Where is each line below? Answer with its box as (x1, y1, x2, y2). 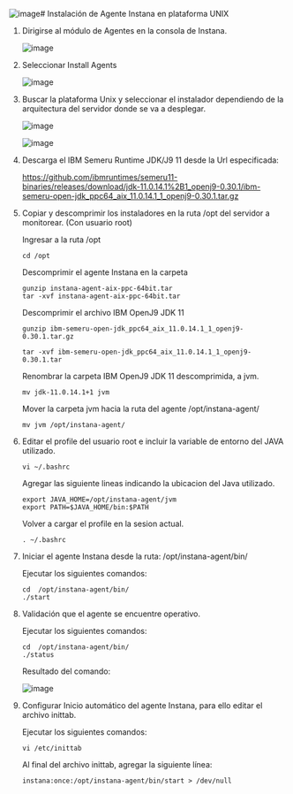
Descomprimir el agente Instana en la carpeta (21, 267, 188, 278)
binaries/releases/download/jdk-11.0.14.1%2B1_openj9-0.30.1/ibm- (21, 181, 261, 192)
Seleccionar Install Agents (21, 60, 117, 70)
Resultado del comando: (21, 666, 111, 676)
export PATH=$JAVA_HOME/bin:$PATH (21, 503, 149, 512)
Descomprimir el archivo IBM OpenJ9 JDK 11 (21, 308, 184, 317)
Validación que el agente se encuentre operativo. (21, 608, 201, 619)
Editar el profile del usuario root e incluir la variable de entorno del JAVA (21, 436, 284, 447)
